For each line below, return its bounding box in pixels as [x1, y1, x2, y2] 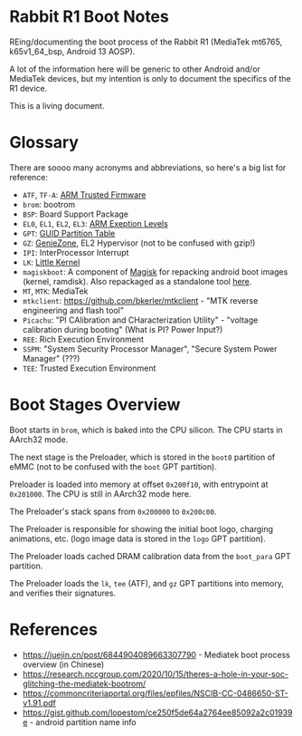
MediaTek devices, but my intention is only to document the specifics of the [9, 73, 291, 83]
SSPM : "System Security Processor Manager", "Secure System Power [22, 343, 278, 354]
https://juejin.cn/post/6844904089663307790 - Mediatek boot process [22, 649, 291, 660]
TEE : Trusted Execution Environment [22, 363, 156, 373]
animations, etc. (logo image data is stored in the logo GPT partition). [9, 533, 267, 544]
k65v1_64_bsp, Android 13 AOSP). [9, 45, 136, 56]
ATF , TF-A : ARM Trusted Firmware [22, 189, 146, 200]
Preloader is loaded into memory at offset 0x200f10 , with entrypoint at [9, 479, 269, 489]
